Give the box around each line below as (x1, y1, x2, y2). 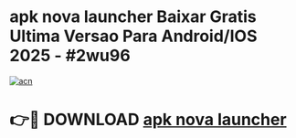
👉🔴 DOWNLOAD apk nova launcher (9, 110, 287, 130)
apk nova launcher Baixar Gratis (9, 6, 258, 27)
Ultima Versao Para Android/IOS (9, 26, 258, 47)
